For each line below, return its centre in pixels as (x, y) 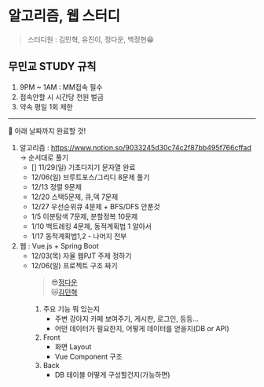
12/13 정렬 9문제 (57, 186)
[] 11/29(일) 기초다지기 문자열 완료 (83, 167)
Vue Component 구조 (89, 356)
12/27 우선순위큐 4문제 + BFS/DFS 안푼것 (95, 206)
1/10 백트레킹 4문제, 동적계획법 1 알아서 (91, 226)
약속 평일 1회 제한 (46, 106)
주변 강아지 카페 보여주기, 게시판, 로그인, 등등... (126, 319)
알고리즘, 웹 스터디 (64, 16)
